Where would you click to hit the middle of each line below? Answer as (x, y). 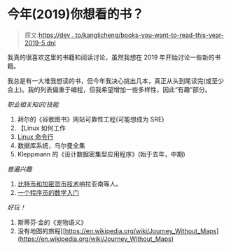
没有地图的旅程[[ (41, 230)
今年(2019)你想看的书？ (76, 14)
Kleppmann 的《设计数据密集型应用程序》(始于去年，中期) (101, 154)
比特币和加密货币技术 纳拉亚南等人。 (70, 184)
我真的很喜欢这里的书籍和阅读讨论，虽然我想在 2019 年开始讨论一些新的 (111, 57)
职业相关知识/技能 (33, 104)
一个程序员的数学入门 (48, 192)
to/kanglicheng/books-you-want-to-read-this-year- (149, 35)
